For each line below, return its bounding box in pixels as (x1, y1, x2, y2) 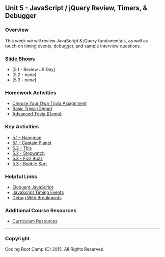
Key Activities (5, 123, 39, 130)
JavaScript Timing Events (12, 189, 64, 195)
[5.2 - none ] (12, 72, 37, 77)
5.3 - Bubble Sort (12, 160, 47, 167)
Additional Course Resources (5, 207, 77, 214)
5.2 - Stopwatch (12, 150, 45, 156)
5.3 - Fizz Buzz (12, 155, 43, 161)
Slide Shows (5, 55, 35, 62)
